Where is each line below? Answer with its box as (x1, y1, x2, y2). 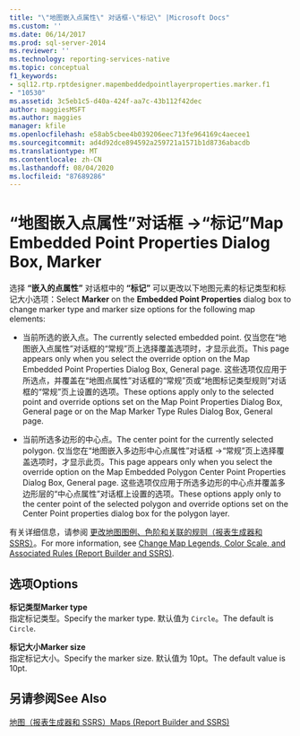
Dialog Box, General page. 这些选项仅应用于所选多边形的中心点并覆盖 (21, 478, 279, 488)
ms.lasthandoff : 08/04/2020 (9, 163, 115, 172)
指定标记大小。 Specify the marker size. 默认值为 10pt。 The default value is (9, 653, 287, 663)
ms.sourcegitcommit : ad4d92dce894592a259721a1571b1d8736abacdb (9, 138, 251, 147)
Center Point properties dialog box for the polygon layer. (21, 508, 230, 519)
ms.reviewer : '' (9, 47, 70, 56)
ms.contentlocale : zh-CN (9, 154, 102, 164)
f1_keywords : (9, 72, 58, 81)
